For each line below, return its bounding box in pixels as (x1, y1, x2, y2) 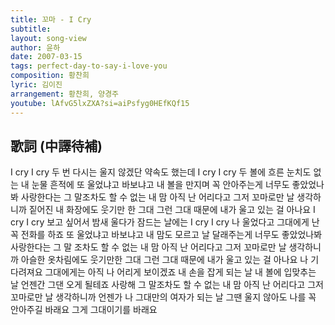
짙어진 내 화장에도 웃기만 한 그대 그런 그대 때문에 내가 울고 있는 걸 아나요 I (28, 204, 316, 216)
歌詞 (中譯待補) (10, 137, 103, 155)
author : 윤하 (10, 42, 61, 53)
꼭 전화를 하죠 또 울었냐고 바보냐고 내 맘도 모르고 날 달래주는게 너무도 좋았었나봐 (10, 229, 323, 241)
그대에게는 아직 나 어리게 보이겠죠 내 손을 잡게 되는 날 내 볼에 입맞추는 (44, 266, 317, 278)
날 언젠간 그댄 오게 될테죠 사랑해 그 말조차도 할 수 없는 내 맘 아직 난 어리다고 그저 (10, 279, 324, 291)
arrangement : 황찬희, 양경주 (10, 89, 120, 99)
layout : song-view (10, 33, 87, 43)
